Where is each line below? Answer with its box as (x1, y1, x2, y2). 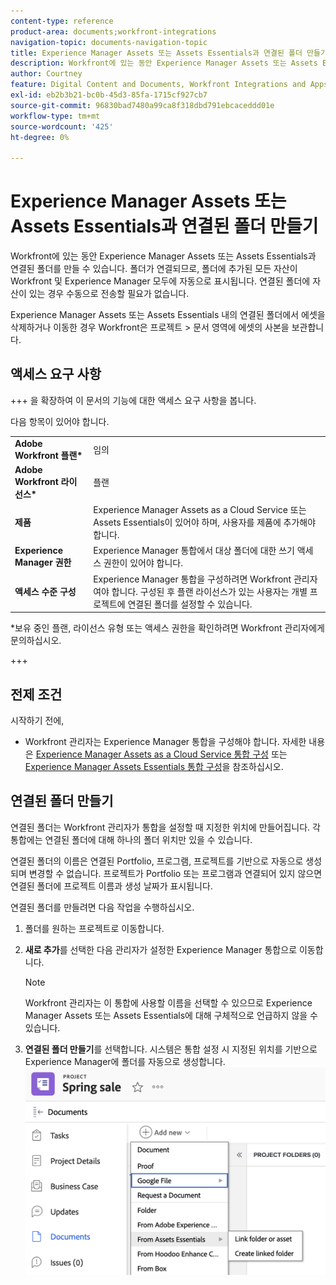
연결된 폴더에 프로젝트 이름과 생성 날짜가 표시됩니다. (10, 880, 213, 892)
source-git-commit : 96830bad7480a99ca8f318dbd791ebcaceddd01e (10, 100, 275, 110)
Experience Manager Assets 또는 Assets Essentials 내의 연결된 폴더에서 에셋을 (10, 309, 326, 321)
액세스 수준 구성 (14, 585, 77, 597)
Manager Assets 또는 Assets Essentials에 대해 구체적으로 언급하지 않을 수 (24, 1009, 318, 1021)
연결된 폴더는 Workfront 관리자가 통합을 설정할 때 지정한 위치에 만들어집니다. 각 (10, 821, 321, 833)
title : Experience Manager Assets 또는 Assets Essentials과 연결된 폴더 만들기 (10, 48, 328, 58)
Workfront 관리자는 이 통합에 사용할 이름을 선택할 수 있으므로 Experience (24, 996, 313, 1009)
